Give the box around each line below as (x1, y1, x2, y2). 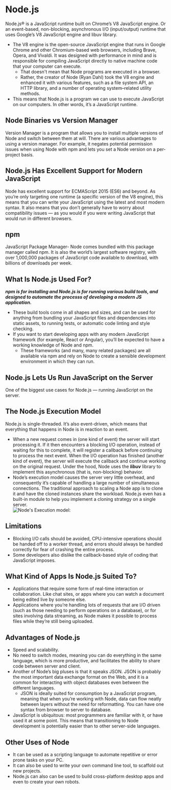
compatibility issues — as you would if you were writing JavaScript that (5, 210, 156, 216)
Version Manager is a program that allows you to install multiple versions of (5, 130, 163, 136)
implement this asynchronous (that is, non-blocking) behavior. (12, 469, 144, 475)
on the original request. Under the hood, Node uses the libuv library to (12, 463, 161, 470)
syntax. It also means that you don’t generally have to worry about (5, 204, 144, 211)
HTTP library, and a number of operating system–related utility (20, 85, 152, 91)
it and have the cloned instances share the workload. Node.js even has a (12, 491, 166, 497)
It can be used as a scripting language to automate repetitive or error (12, 752, 158, 758)
